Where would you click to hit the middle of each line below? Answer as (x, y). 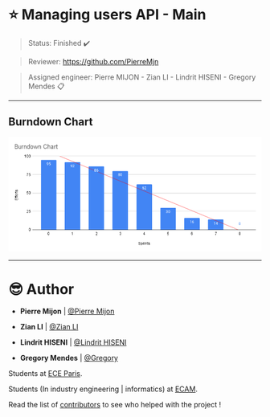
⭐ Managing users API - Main (107, 15)
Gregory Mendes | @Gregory (69, 358)
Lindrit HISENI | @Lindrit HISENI (73, 342)
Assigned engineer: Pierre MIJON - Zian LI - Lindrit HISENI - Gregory (142, 77)
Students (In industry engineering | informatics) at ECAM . (103, 389)
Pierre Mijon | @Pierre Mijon (67, 311)
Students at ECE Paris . (45, 374)
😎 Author (41, 289)
